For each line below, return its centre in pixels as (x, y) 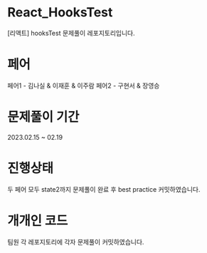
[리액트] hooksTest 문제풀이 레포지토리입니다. (71, 33)
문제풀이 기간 (43, 117)
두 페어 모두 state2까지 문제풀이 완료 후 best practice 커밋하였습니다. (104, 189)
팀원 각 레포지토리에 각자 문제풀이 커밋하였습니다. (76, 242)
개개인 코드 (38, 221)
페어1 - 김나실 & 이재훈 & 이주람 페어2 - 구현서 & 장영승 (84, 86)
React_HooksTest (60, 12)
